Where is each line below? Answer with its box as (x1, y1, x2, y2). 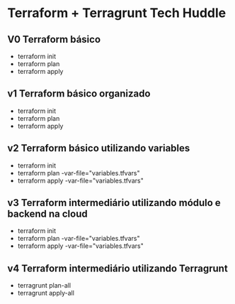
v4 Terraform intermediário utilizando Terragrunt (7, 262, 228, 274)
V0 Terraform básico (7, 33, 101, 45)
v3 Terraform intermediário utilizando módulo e (7, 197, 221, 209)
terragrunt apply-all (17, 289, 74, 298)
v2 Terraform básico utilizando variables (7, 142, 190, 154)
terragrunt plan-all (17, 281, 71, 290)
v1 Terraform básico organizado (7, 87, 151, 100)
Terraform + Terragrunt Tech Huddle (7, 5, 227, 21)
